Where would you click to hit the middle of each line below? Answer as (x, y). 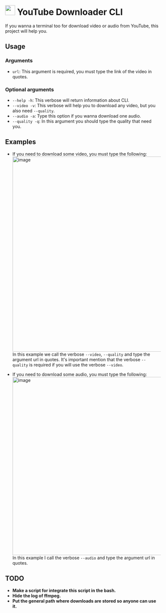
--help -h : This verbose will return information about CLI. (71, 100)
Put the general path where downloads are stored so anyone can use (84, 601)
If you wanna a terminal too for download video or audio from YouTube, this (82, 26)
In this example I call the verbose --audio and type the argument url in (83, 558)
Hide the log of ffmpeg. (37, 596)
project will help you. (26, 31)
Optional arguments (30, 89)
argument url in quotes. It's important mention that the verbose (76, 359)
